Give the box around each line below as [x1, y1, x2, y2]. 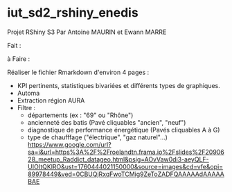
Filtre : [17, 103, 36, 112]
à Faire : [7, 54, 30, 63]
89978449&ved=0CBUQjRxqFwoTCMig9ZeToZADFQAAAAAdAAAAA [27, 170, 225, 178]
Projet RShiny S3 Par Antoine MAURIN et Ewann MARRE [7, 28, 167, 36]
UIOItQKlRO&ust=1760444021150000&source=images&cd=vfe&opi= [27, 162, 224, 171]
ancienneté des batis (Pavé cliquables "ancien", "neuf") [27, 118, 186, 126]
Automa [17, 89, 40, 97]
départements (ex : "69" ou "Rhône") [27, 111, 134, 119]
